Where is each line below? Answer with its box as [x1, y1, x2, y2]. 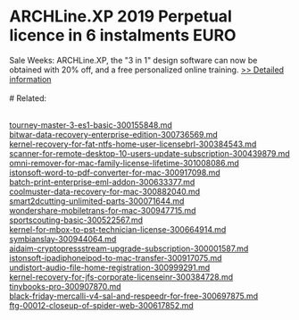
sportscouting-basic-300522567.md [9, 215, 143, 225]
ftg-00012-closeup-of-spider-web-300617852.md [9, 299, 194, 310]
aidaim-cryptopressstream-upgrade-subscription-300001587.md [9, 243, 249, 254]
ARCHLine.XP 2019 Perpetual [9, 6, 232, 27]
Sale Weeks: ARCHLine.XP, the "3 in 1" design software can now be [9, 55, 258, 65]
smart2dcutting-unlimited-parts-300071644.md [9, 195, 185, 206]
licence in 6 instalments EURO [9, 25, 237, 46]
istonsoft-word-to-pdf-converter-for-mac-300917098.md [9, 167, 220, 178]
